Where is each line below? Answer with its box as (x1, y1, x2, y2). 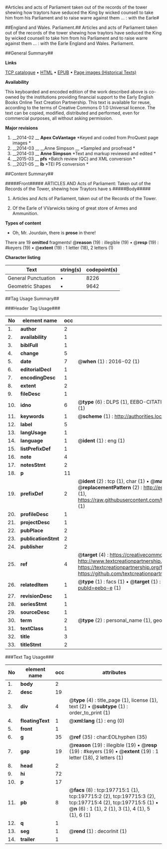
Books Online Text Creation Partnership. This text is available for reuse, (5, 99, 151, 105)
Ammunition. (12, 211, 39, 216)
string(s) (60, 267, 82, 273)
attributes (102, 669, 126, 676)
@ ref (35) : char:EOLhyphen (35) (69, 734, 148, 740)
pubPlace (20, 527, 44, 534)
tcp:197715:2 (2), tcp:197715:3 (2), (69, 793, 156, 800)
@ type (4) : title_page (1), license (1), (69, 697, 158, 703)
